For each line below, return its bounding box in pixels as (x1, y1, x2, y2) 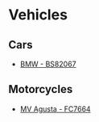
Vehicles (8, 6, 68, 24)
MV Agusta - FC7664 (19, 103, 91, 114)
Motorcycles (8, 82, 73, 96)
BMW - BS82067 (19, 59, 76, 69)
